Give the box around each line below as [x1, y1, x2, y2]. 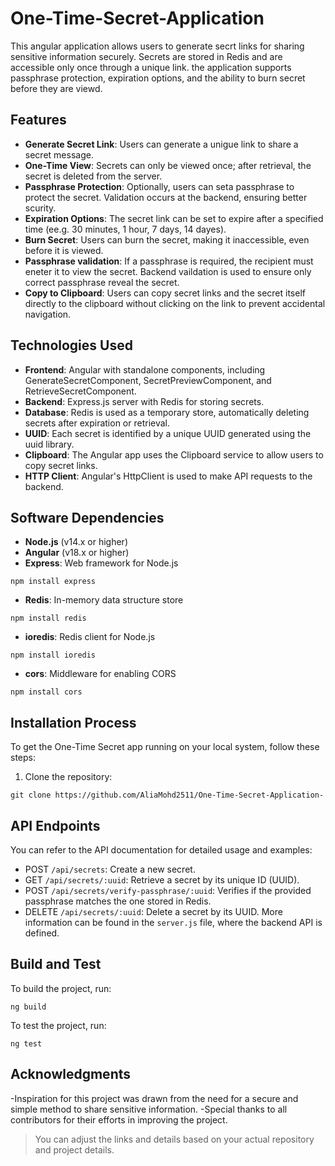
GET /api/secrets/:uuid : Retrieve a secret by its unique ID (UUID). [24, 874, 300, 886]
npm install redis [10, 613, 87, 624]
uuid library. [24, 438, 75, 450]
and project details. [34, 1143, 115, 1156]
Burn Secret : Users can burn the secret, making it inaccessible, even [24, 233, 310, 246]
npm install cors [10, 687, 83, 697]
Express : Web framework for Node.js [24, 557, 179, 569]
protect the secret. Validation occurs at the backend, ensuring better [24, 191, 308, 203]
